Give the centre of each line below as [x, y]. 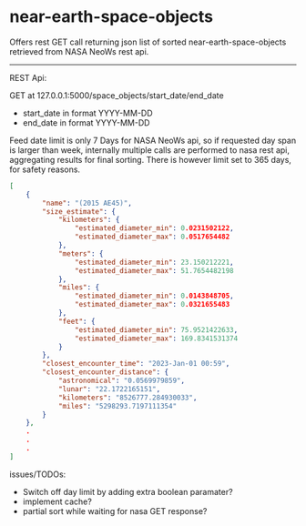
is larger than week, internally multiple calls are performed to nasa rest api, [149, 150]
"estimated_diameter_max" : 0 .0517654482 [152, 237]
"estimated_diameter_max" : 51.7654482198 [154, 270]
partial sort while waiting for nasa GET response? [115, 511]
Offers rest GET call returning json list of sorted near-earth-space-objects [148, 42]
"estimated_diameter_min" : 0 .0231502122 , [154, 228]
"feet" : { [76, 321]
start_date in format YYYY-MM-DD [87, 113]
